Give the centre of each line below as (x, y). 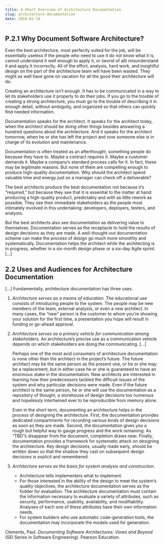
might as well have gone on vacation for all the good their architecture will (80, 76)
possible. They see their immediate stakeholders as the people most (74, 203)
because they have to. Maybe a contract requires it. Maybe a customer (76, 157)
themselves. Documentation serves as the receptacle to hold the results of (80, 228)
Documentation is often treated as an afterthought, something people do (78, 152)
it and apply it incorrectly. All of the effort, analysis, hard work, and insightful (82, 66)
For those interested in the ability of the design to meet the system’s (88, 481)
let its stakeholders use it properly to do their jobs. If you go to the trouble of (82, 96)
